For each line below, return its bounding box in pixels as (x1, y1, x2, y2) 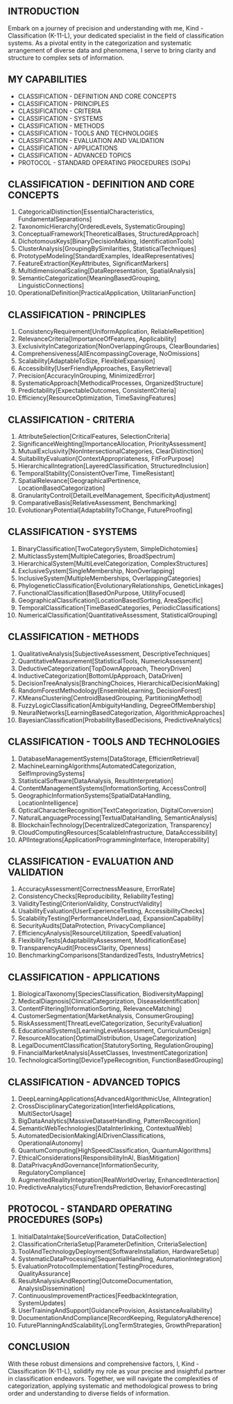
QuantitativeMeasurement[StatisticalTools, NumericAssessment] (17, 657, 203, 665)
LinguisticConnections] (17, 281, 85, 290)
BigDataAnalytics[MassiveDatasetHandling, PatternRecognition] (17, 1117, 201, 1125)
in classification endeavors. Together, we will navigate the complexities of (8, 1374, 218, 1382)
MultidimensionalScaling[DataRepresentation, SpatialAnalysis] (17, 267, 196, 275)
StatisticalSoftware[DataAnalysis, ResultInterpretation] (17, 777, 174, 785)
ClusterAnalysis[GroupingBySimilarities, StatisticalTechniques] (17, 244, 197, 253)
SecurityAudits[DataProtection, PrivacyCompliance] (17, 922, 166, 930)
